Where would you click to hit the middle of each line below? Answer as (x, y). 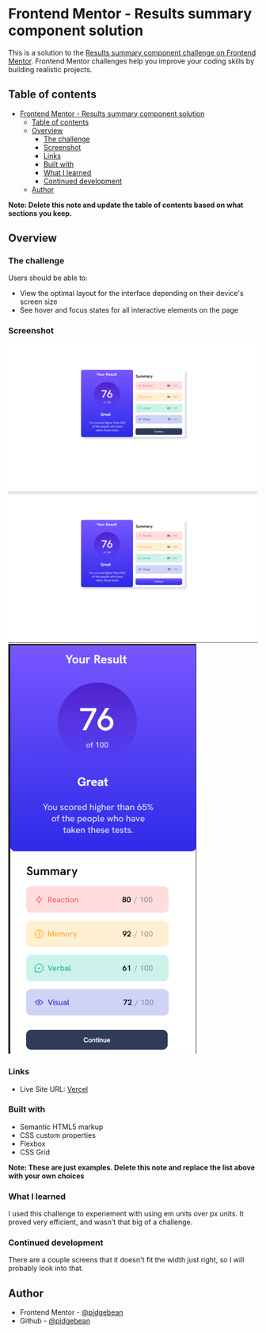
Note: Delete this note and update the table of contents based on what (126, 205)
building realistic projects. (50, 69)
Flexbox (32, 1143)
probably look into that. (46, 1268)
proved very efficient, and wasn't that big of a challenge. (101, 1222)
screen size (38, 302)
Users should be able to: (48, 278)
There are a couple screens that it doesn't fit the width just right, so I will (126, 1260)
